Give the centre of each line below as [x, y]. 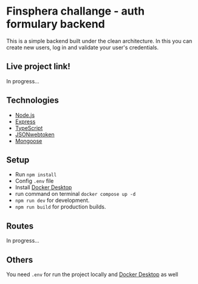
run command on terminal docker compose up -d [75, 194]
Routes [20, 226]
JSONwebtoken [35, 134]
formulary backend [56, 24]
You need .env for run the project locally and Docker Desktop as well [92, 274]
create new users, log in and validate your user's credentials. [83, 47]
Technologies [33, 101]
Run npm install [36, 175]
